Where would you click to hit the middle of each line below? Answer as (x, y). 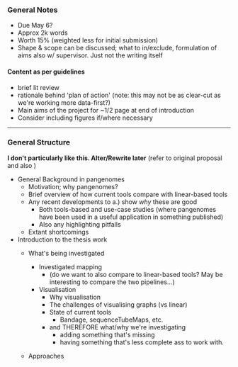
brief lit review (39, 87)
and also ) (22, 165)
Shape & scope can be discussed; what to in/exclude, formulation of (117, 48)
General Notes (33, 10)
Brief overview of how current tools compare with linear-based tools (128, 194)
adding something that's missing (107, 334)
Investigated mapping (70, 266)
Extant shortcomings (58, 232)
